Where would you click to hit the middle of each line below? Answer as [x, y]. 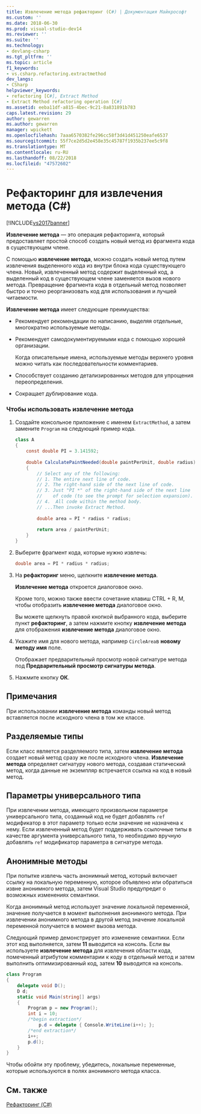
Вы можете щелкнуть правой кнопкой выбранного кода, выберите [101, 616]
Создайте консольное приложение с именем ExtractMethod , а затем [103, 422]
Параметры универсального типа [74, 796]
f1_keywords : [23, 68]
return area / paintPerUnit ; [73, 530]
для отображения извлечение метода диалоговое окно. [88, 629]
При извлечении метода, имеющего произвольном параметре [87, 810]
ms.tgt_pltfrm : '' [29, 57]
